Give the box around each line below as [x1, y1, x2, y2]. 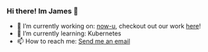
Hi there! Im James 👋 [6, 6, 79, 16]
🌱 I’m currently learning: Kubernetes [16, 29, 122, 37]
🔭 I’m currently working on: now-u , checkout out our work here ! [16, 22, 201, 31]
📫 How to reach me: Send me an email [16, 37, 131, 46]
